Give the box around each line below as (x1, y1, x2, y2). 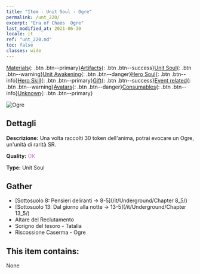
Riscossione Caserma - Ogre (14, 229, 86, 236)
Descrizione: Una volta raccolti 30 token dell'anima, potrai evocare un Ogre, (6, 134, 195, 141)
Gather (6, 181, 33, 191)
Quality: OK (6, 152, 36, 159)
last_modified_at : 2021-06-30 (6, 25, 82, 32)
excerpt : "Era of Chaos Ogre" (6, 20, 84, 26)
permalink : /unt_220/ (6, 14, 60, 20)
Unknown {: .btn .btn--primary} (17, 89, 93, 96)
